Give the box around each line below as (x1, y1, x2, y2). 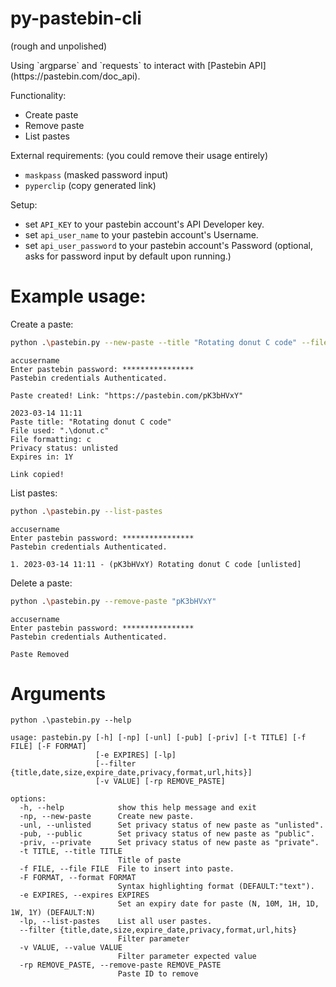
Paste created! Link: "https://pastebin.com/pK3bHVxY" (10, 390, 244, 401)
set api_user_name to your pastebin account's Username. (24, 228, 259, 241)
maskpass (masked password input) (24, 168, 169, 181)
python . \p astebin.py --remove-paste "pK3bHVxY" (10, 596, 217, 606)
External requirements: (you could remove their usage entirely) (10, 149, 269, 161)
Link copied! (10, 469, 65, 479)
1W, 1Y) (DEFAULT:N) (10, 908, 97, 918)
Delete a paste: (10, 577, 73, 589)
